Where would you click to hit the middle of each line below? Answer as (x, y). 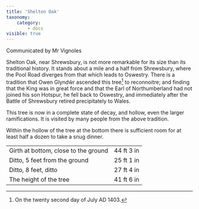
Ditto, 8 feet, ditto (33, 170)
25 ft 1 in (127, 160)
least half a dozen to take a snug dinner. (55, 137)
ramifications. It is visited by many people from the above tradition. (88, 119)
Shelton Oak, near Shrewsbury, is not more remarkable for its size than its (96, 62)
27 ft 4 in (127, 170)
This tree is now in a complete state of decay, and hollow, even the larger (95, 112)
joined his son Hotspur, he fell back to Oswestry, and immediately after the (97, 94)
